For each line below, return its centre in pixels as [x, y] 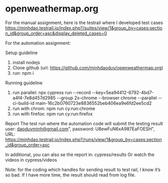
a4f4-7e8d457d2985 [34, 98]
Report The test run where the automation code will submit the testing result [84, 123]
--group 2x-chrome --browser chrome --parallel [107, 98]
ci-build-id [23, 103]
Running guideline [24, 83]
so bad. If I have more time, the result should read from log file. [70, 175]
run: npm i [23, 73]
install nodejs [26, 62]
